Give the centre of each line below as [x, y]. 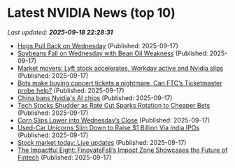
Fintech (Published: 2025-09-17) [64, 157]
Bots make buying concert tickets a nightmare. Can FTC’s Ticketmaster [120, 83]
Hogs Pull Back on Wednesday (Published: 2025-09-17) [98, 45]
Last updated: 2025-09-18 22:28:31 [60, 32]
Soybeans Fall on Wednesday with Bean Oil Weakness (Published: [113, 53]
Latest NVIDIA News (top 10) [92, 13]
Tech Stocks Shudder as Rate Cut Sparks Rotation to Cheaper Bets [114, 105]
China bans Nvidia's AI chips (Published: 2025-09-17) [95, 98]
